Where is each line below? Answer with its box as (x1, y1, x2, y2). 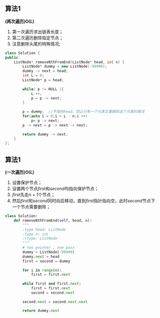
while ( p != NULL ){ (22, 86, 64, 91)
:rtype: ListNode (22, 236, 57, 241)
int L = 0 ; (22, 73, 45, 78)
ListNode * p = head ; (22, 78, 64, 83)
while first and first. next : (22, 281, 81, 286)
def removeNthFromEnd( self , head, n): (14, 218, 92, 223)
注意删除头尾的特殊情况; (12, 41, 61, 47)
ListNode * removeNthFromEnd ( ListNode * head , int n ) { (14, 60, 125, 65)
